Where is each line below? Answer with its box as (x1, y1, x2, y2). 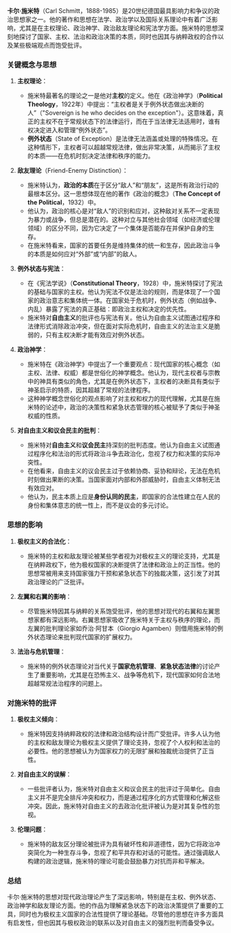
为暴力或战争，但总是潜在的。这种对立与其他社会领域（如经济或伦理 (27, 216, 221, 224)
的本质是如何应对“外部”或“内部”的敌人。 (27, 250, 141, 258)
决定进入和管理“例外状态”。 (33, 126, 111, 134)
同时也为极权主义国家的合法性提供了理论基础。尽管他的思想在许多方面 (19, 910, 218, 919)
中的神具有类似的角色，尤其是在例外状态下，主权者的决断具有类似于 (27, 377, 221, 386)
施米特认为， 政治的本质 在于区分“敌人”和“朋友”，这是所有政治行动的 (27, 181, 219, 189)
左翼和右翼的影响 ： (16, 592, 72, 600)
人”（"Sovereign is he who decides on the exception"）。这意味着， (27, 109, 218, 117)
